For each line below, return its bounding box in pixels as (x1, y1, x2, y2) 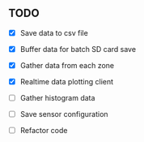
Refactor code (19, 126, 68, 136)
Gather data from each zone (19, 60, 115, 70)
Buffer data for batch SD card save (19, 44, 136, 54)
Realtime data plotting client (19, 77, 114, 86)
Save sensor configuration (19, 110, 108, 119)
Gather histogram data (19, 93, 95, 103)
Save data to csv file (19, 28, 89, 37)
